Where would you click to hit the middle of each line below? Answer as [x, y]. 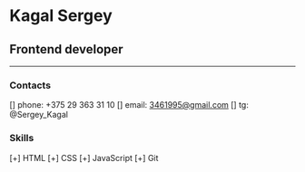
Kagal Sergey [61, 16]
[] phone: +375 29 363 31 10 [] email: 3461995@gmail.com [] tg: [129, 105]
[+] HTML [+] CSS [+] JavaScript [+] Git [84, 158]
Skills [22, 139]
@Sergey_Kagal [39, 115]
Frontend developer [67, 49]
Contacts [30, 85]
